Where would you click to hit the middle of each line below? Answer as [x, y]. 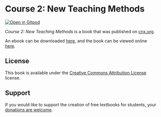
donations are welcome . [29, 110]
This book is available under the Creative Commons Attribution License [76, 73]
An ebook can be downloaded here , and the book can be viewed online [76, 41]
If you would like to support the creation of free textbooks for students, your [80, 104]
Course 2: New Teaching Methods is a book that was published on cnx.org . [80, 31]
